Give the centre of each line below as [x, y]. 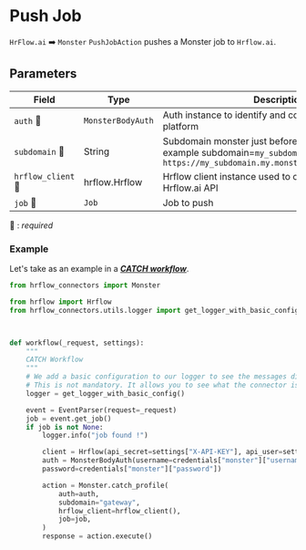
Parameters [43, 74]
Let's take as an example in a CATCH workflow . [99, 269]
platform [181, 126]
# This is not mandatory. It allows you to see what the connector [156, 385]
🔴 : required [31, 225]
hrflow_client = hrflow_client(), [119, 511]
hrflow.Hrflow [113, 182]
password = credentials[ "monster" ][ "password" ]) [132, 469]
